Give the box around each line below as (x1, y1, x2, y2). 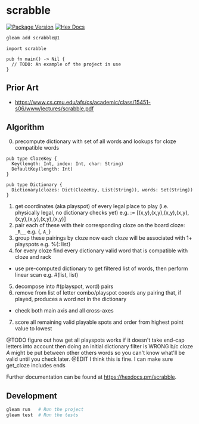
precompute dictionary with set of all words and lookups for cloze (14, 138, 177, 145)
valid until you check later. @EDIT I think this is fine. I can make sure (6, 355, 173, 363)
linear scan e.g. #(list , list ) (14, 271, 79, 278)
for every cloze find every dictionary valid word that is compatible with (14, 247, 188, 254)
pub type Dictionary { (6, 182, 63, 188)
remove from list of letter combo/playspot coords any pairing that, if (14, 289, 182, 296)
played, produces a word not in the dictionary (14, 296, 127, 303)
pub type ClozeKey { (6, 156, 58, 162)
